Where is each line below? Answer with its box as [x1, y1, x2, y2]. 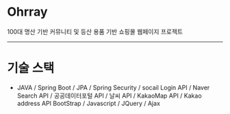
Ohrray [7, 4, 48, 20]
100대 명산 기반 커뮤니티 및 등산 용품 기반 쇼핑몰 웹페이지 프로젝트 [7, 27, 183, 35]
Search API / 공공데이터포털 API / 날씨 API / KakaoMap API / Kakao [16, 91, 202, 100]
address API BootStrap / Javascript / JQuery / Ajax [16, 99, 161, 107]
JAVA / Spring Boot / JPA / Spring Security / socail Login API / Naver [16, 83, 210, 91]
